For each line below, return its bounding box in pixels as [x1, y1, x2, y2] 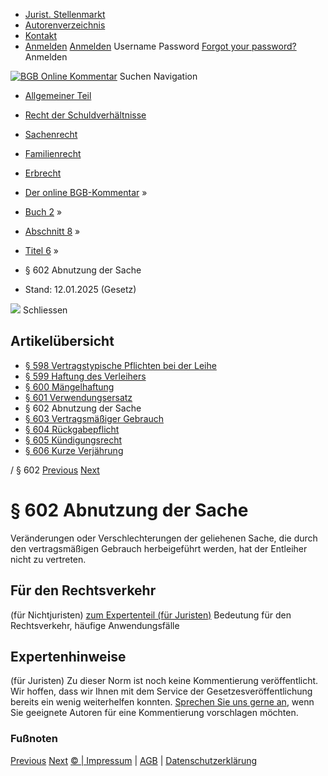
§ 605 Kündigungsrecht [24, 434, 123, 446]
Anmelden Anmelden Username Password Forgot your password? [24, 40, 297, 52]
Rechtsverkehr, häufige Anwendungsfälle [10, 619, 180, 631]
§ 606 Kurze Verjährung [24, 444, 124, 456]
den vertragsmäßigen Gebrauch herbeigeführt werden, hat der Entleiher [10, 542, 308, 554]
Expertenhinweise [10, 648, 127, 665]
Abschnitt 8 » [24, 225, 81, 237]
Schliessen [22, 304, 68, 316]
